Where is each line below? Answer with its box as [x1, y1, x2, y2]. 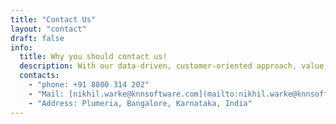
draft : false [10, 33, 65, 43]
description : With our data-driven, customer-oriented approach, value [19, 61, 325, 71]
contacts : [19, 71, 60, 81]
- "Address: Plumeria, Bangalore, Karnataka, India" [28, 98, 253, 108]
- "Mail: [28, 89, 65, 99]
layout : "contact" [10, 24, 87, 34]
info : [10, 42, 33, 53]
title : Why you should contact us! [19, 52, 168, 62]
